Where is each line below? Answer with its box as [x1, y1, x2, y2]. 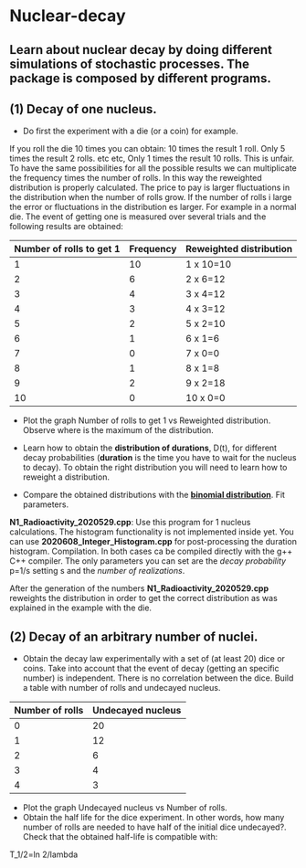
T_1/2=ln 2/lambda [9, 849, 79, 860]
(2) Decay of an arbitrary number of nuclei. [9, 629, 259, 644]
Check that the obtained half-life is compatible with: [22, 831, 218, 842]
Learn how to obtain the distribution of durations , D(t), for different [22, 442, 277, 453]
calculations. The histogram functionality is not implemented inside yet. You [9, 526, 294, 537]
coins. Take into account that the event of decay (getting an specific [22, 663, 280, 674]
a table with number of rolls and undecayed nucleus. [22, 683, 221, 693]
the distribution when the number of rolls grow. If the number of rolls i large [9, 192, 292, 203]
